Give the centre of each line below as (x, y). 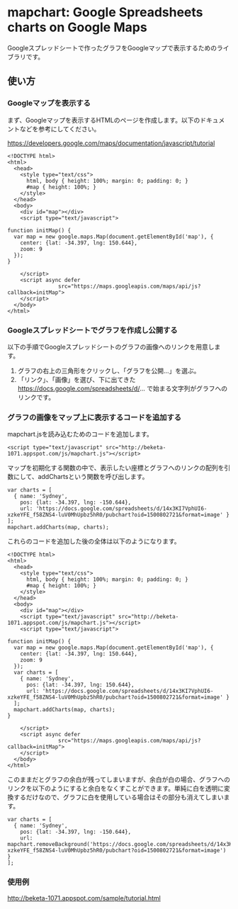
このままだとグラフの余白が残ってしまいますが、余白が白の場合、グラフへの (119, 779)
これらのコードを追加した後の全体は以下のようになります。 (94, 541)
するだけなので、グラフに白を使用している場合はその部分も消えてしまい (119, 797)
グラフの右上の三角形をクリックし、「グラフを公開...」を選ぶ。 (109, 371)
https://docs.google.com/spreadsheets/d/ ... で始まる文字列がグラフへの (123, 388)
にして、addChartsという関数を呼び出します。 (81, 477)
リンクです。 (36, 397)
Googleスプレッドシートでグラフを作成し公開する (93, 330)
